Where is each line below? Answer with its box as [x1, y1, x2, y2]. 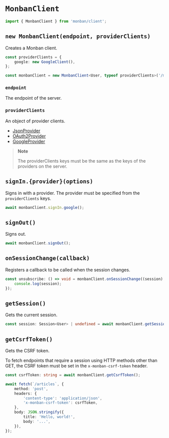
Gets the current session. [5, 312, 58, 318]
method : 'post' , [14, 386, 49, 391]
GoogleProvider [12, 138, 45, 144]
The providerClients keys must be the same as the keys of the [17, 158, 146, 164]
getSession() [5, 300, 46, 307]
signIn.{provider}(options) [5, 178, 94, 185]
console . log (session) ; [14, 281, 62, 286]
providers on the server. [17, 163, 67, 169]
